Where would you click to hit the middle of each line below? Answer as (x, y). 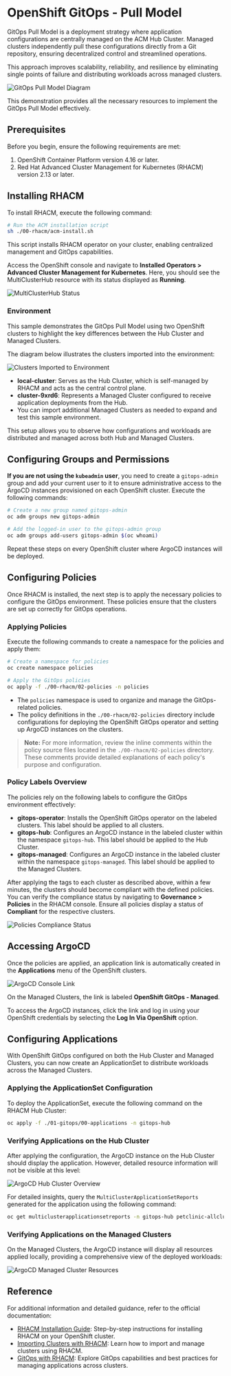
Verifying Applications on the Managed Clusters (89, 1234)
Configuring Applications (63, 1039)
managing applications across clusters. (73, 1365)
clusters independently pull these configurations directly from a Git (102, 46)
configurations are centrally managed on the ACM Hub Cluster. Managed (110, 39)
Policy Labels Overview (47, 782)
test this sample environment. (59, 417)
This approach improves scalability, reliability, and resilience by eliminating (113, 67)
